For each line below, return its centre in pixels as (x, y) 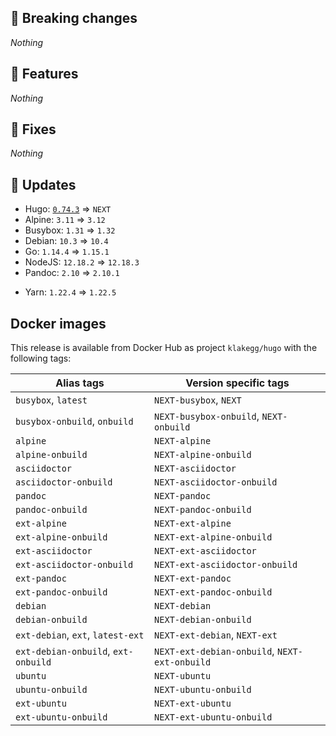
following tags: (41, 358)
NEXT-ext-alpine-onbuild (213, 537)
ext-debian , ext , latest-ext (80, 635)
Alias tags (80, 383)
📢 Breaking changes (74, 18)
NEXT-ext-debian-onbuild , (214, 651)
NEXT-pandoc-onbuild (203, 510)
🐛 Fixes (33, 129)
